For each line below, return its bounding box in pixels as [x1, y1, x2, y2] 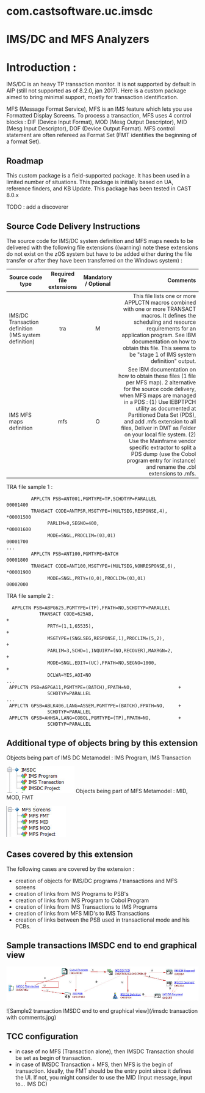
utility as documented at [135, 405, 196, 412]
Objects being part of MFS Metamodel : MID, [75, 788, 188, 795]
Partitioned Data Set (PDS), [128, 411, 196, 419]
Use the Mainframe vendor [129, 437, 196, 444]
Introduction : [6, 60, 77, 74]
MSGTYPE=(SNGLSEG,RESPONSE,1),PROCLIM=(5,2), [47, 635, 165, 642]
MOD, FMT [6, 794, 34, 801]
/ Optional [84, 280, 111, 287]
